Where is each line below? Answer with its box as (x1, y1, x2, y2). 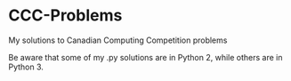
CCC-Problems (8, 5, 123, 26)
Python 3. (8, 61, 44, 72)
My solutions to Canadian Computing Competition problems (8, 35, 228, 45)
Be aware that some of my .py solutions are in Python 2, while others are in (8, 52, 283, 62)
